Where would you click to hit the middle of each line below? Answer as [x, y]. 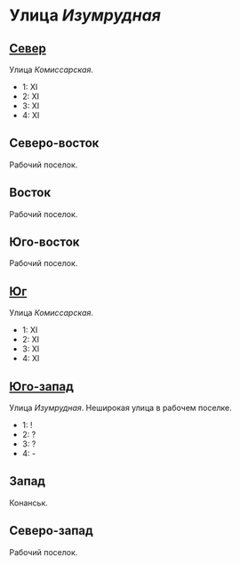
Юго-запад [41, 387]
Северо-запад [51, 531]
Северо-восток [54, 143]
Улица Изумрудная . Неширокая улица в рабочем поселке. [121, 408]
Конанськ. [29, 503]
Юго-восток [44, 242]
